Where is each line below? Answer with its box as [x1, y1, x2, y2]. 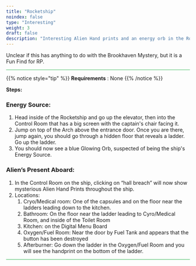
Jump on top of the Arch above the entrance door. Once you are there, [14, 126, 185, 133]
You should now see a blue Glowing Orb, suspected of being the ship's [14, 145, 185, 152]
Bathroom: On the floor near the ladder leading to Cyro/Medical [23, 210, 176, 217]
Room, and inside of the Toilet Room [23, 216, 111, 223]
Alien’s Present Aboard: [6, 166, 75, 174]
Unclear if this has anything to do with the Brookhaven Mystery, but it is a [6, 52, 183, 58]
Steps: [6, 86, 22, 93]
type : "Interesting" [6, 19, 57, 25]
